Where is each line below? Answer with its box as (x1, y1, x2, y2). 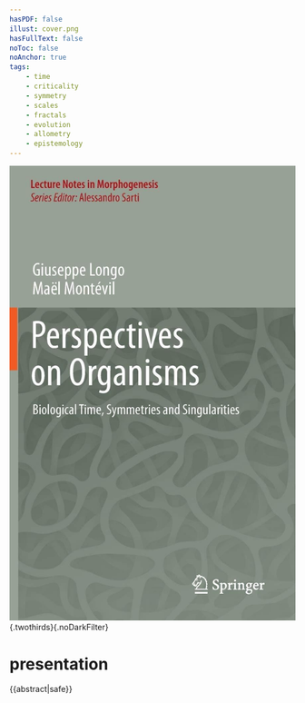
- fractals (25, 110, 67, 120)
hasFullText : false (9, 34, 84, 43)
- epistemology (25, 139, 84, 149)
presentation (9, 654, 109, 674)
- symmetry (25, 91, 67, 100)
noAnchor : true (9, 53, 67, 63)
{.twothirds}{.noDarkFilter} (9, 622, 109, 633)
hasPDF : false (9, 15, 64, 24)
